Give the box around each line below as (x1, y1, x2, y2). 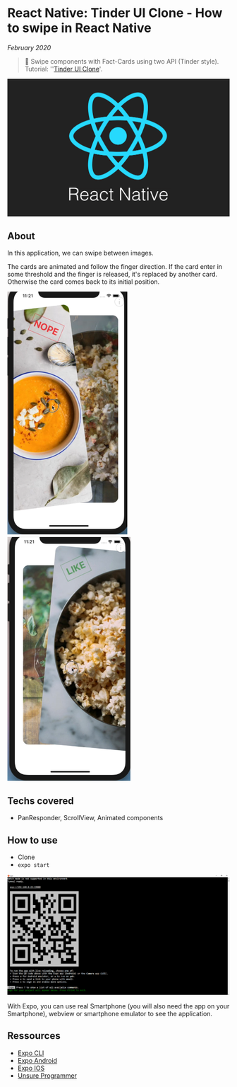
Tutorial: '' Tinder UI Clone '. (24, 64, 103, 73)
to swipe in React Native (7, 20, 152, 36)
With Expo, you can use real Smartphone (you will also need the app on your (7, 1001, 230, 1010)
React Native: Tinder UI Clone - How (7, 5, 223, 21)
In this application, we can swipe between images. (7, 249, 154, 258)
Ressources (7, 1030, 61, 1042)
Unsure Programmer (17, 1071, 78, 1080)
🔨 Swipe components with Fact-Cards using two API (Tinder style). (24, 57, 219, 65)
